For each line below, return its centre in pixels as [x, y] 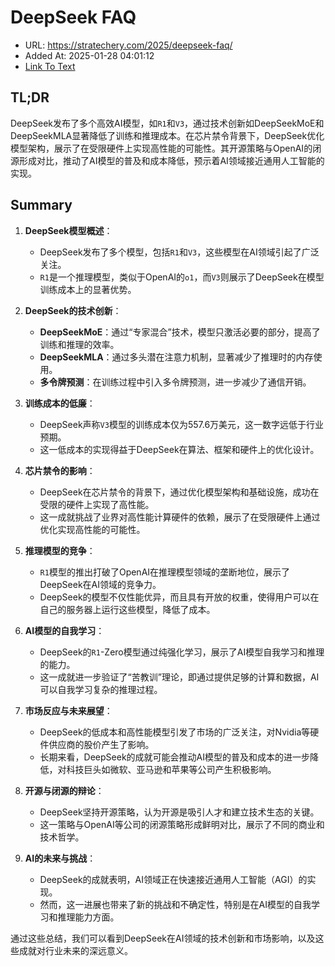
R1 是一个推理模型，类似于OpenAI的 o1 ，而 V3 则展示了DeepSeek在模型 [182, 277]
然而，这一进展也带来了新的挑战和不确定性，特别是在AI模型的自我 [175, 904]
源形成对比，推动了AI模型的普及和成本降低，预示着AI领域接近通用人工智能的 [167, 160]
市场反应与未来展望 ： [68, 710]
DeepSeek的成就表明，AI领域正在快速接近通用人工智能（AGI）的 [173, 879]
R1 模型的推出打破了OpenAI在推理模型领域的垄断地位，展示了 [165, 572]
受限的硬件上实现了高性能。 [97, 504]
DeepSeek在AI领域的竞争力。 [100, 584]
